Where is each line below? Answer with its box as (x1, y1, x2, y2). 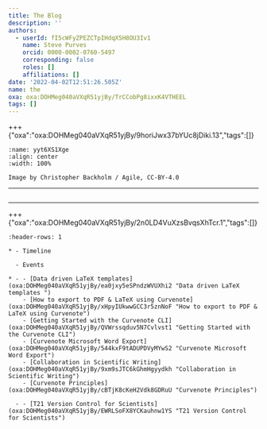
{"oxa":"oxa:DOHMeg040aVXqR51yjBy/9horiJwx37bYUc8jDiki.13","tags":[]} (8, 130, 254, 140)
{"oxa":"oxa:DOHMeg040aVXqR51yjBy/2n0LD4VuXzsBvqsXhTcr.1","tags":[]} (8, 218, 258, 227)
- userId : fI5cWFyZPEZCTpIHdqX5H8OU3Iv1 (15, 33, 151, 42)
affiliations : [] (22, 71, 80, 79)
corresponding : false (22, 56, 94, 64)
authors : (8, 26, 37, 34)
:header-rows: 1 (8, 234, 62, 242)
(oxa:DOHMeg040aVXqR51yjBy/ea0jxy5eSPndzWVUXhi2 (8, 282, 172, 290)
